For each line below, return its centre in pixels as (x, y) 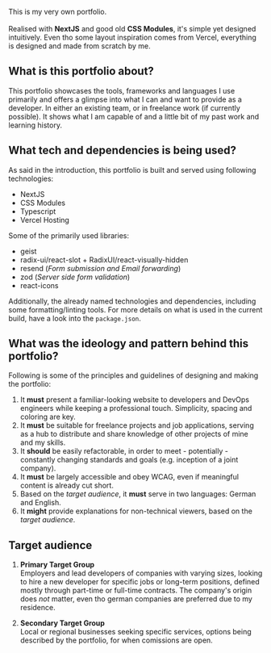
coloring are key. (48, 417)
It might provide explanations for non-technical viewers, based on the (136, 511)
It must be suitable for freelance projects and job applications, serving (137, 425)
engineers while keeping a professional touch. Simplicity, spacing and (136, 408)
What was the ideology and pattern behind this (128, 343)
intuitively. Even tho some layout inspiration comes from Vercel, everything (132, 37)
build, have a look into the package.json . (75, 318)
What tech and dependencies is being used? (122, 151)
